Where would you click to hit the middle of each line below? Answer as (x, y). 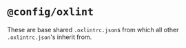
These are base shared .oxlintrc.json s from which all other (93, 29)
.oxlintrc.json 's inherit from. (50, 37)
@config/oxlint (51, 12)
